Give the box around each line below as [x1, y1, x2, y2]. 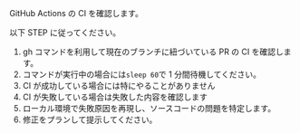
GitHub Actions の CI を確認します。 [9, 8, 143, 18]
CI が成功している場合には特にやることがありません [22, 81, 216, 90]
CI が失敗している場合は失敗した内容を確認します [22, 91, 208, 102]
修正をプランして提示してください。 [22, 114, 158, 125]
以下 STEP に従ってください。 [9, 27, 121, 38]
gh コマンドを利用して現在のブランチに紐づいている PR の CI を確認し [22, 46, 284, 57]
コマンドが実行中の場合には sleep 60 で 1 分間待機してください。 [22, 69, 261, 80]
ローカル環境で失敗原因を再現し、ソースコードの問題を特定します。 [22, 103, 276, 113]
